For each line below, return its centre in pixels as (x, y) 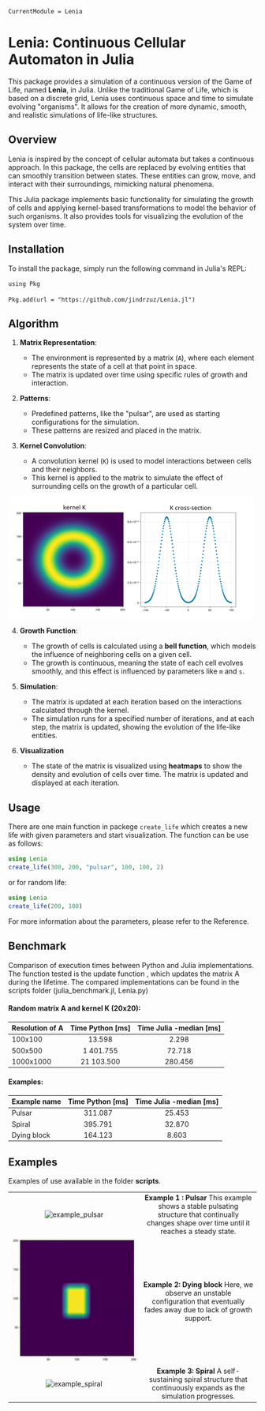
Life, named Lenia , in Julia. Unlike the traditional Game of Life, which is (123, 89)
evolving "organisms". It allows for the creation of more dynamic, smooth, (127, 107)
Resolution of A (37, 1028)
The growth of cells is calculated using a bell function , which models (144, 646)
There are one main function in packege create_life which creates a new (128, 827)
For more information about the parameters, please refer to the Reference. (129, 921)
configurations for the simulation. (85, 422)
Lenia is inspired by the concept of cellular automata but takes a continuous (131, 159)
